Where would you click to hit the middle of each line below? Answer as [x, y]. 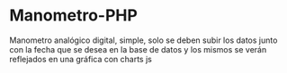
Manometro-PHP [73, 16]
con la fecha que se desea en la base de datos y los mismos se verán [138, 49]
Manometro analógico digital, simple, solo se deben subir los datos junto [143, 40]
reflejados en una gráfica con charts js [81, 59]
